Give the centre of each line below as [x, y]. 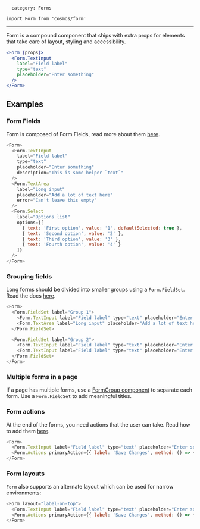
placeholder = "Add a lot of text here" [65, 195]
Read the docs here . [31, 296]
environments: [24, 493]
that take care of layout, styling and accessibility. [66, 42]
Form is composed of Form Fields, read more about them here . [83, 134]
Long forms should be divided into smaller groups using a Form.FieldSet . [96, 289]
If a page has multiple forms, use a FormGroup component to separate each [99, 390]
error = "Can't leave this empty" [57, 201]
